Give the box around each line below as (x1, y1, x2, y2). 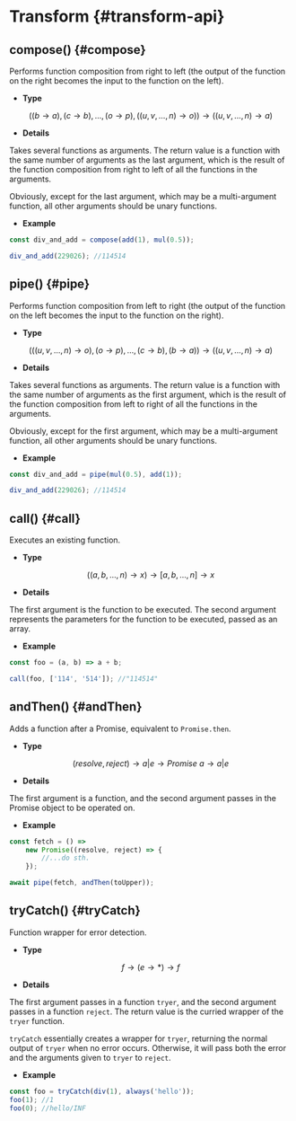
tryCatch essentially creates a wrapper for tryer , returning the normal (9, 1033, 267, 1044)
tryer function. (9, 1015, 65, 1026)
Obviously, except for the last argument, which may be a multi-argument (9, 191, 277, 201)
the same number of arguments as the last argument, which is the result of (9, 154, 285, 165)
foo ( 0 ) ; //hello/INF (9, 1103, 87, 1113)
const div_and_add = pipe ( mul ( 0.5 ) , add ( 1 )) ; (9, 470, 183, 479)
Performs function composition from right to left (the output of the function (9, 66, 286, 76)
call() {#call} (9, 510, 81, 526)
